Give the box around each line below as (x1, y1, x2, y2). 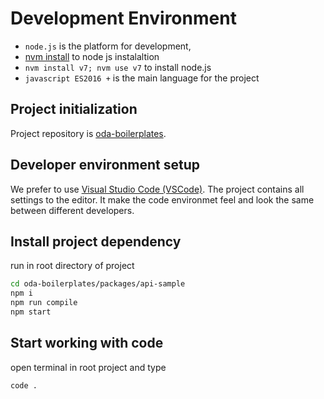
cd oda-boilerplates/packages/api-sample (10, 279, 186, 289)
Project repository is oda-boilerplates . (10, 127, 167, 139)
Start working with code (10, 335, 164, 352)
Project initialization (10, 101, 138, 118)
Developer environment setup (10, 157, 201, 174)
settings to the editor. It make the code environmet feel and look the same (10, 193, 315, 206)
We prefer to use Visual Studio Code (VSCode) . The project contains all (10, 183, 305, 195)
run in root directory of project (10, 260, 135, 272)
